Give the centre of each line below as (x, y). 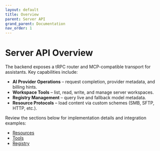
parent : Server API (25, 19)
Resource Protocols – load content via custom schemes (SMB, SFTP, (83, 103)
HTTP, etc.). (25, 108)
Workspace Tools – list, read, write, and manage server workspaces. (83, 92)
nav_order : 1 (19, 28)
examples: (16, 123)
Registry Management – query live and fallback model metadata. (79, 98)
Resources (23, 133)
